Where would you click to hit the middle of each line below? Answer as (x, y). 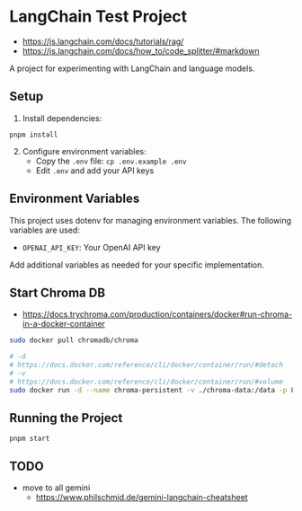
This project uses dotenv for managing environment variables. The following (151, 220)
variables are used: (45, 230)
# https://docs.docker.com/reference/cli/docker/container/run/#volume (146, 382)
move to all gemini (56, 488)
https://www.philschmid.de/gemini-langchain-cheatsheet (142, 498)
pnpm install (34, 135)
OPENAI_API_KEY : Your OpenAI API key (91, 247)
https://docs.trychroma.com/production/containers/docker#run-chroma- (157, 314)
